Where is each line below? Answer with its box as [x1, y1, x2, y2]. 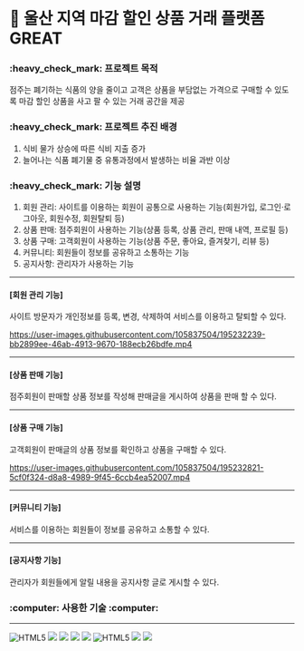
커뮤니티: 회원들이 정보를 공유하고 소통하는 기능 [22, 247, 190, 258]
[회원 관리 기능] [9, 289, 63, 300]
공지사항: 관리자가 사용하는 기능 [22, 258, 134, 269]
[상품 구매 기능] [9, 423, 63, 433]
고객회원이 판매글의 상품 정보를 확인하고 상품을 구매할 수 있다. [9, 443, 227, 454]
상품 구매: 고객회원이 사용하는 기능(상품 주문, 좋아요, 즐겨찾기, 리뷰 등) [22, 236, 270, 247]
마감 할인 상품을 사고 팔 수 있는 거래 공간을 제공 [18, 96, 185, 107]
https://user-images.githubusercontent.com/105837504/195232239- [9, 329, 266, 340]
